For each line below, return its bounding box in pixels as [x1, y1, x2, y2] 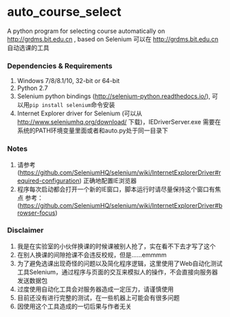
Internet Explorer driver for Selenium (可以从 [16, 109, 143, 117]
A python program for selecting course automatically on [7, 27, 165, 35]
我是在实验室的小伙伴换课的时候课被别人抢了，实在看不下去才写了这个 [16, 242, 216, 250]
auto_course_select [7, 4, 122, 20]
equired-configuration [16, 176, 80, 185]
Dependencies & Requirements [7, 61, 113, 71]
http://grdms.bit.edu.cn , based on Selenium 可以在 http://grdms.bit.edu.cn [7, 35, 218, 43]
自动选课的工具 [7, 43, 49, 51]
